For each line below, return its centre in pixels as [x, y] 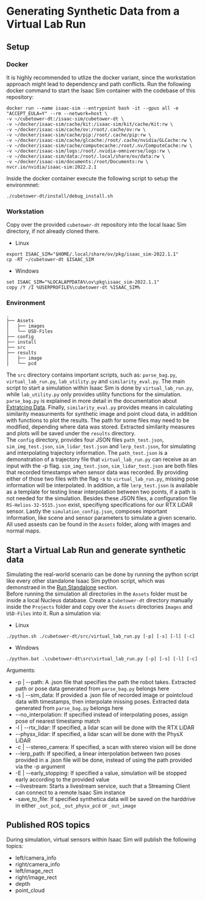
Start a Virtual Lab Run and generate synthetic [96, 550]
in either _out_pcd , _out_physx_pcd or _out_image [75, 806]
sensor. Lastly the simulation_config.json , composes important [87, 511]
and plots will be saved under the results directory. [71, 433]
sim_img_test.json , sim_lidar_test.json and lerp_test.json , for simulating [101, 446]
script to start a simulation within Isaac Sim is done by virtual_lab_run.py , [100, 388]
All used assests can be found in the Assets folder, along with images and [99, 525]
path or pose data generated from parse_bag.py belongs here [92, 688]
